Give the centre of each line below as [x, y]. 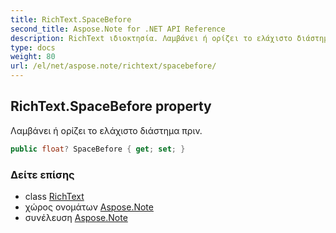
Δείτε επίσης [42, 174]
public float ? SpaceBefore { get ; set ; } [98, 149]
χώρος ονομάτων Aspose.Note [89, 207]
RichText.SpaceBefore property [111, 106]
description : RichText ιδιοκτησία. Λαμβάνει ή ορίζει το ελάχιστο [151, 38]
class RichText [54, 196]
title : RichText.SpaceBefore [71, 19]
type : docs [33, 47]
